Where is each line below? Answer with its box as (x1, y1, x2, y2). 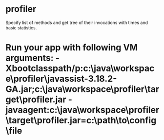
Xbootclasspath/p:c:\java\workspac (5, 63, 155, 74)
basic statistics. (5, 24, 37, 30)
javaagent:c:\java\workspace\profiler (5, 104, 160, 116)
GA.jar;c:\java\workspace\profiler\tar (5, 84, 160, 95)
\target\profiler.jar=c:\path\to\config (5, 115, 157, 126)
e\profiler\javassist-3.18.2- (5, 73, 117, 84)
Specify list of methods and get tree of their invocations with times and (5, 20, 148, 25)
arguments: (5, 52, 54, 64)
